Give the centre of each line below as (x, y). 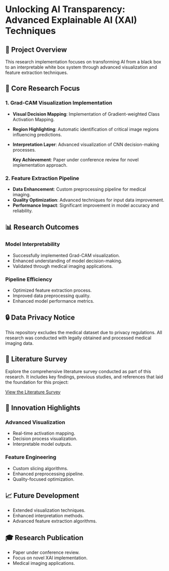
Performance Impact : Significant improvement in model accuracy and (86, 205)
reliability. (23, 210)
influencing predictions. (37, 134)
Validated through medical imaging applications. (63, 266)
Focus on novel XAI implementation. (50, 558)
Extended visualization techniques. (49, 510)
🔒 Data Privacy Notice (40, 318)
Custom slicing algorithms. (40, 468)
